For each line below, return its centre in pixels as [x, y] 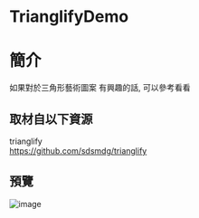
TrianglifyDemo [69, 17]
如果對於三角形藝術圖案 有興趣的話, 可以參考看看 [100, 88]
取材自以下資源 [51, 119]
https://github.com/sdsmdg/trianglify [78, 150]
